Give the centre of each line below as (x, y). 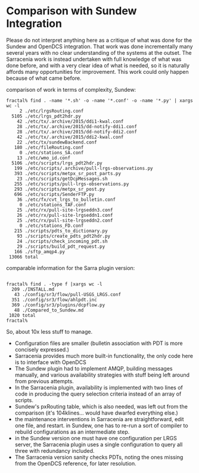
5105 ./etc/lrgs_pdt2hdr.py (46, 116)
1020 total (22, 315)
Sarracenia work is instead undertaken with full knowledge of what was (94, 59)
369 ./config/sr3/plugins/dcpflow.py (58, 305)
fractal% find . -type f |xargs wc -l (54, 284)
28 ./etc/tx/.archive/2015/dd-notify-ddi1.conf (77, 126)
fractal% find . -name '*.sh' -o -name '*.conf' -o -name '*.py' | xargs (100, 100)
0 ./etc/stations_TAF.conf (53, 205)
